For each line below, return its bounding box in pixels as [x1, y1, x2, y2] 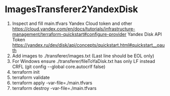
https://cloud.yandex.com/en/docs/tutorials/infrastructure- [12, 25, 135, 31]
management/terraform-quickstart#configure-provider [12, 31, 127, 37]
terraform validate [12, 74, 50, 80]
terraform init [12, 69, 40, 75]
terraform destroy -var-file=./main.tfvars [12, 85, 97, 91]
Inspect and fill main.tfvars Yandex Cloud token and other [12, 20, 132, 26]
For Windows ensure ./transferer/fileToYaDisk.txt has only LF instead [12, 58, 155, 64]
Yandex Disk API [127, 31, 162, 37]
